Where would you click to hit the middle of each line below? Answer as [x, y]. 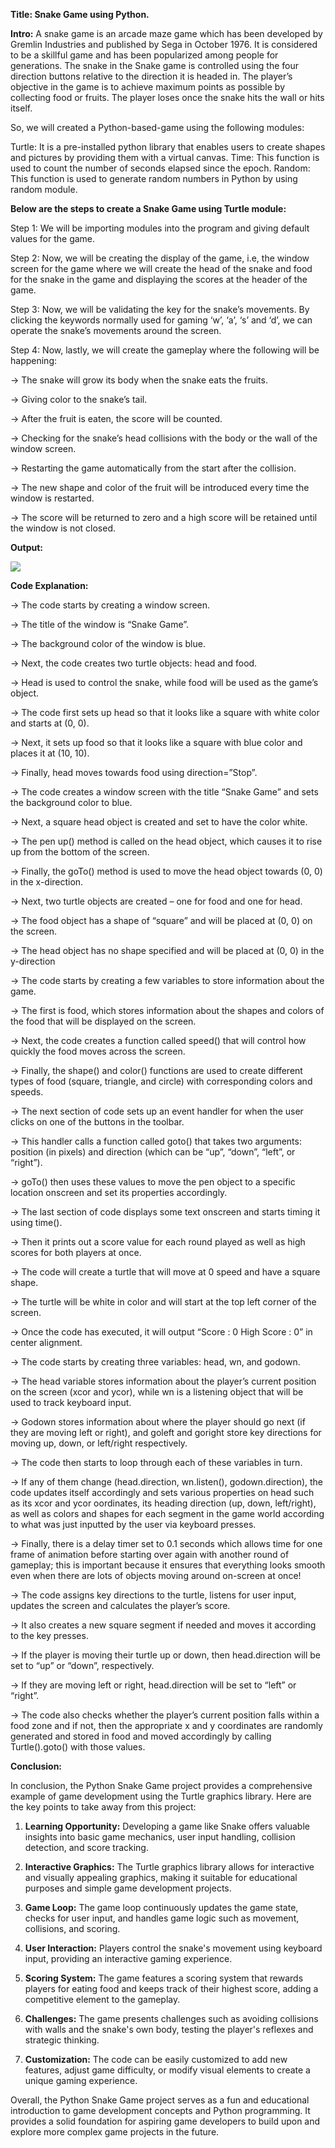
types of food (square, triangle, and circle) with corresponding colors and [161, 1081]
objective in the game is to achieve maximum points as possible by [148, 87]
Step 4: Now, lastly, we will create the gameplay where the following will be [165, 350]
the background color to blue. [71, 802]
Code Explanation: [49, 585]
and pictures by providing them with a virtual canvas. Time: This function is [165, 157]
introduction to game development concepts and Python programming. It [160, 2110]
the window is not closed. [63, 528]
